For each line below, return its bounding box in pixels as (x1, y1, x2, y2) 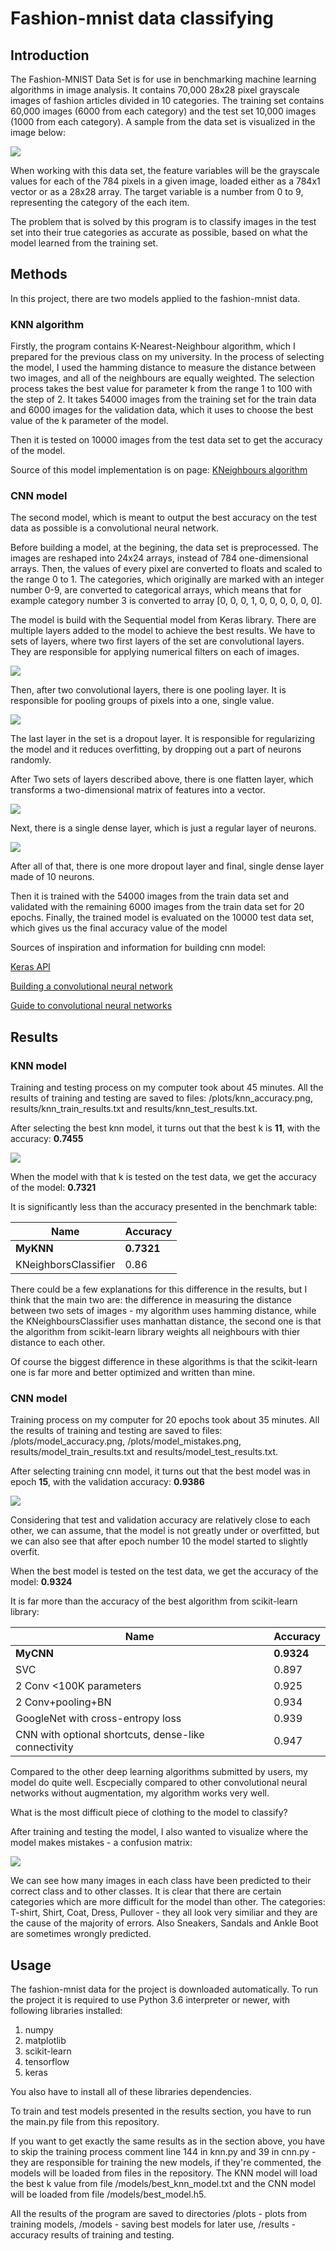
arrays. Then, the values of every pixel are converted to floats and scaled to (10, 563, 323, 575)
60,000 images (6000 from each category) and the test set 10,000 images (10, 105, 317, 117)
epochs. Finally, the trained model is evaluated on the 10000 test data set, (10, 912, 315, 924)
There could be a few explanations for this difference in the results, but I (10, 1283, 308, 1296)
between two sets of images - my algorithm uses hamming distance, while (10, 1305, 317, 1317)
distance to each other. (10, 1337, 106, 1349)
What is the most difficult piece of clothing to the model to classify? (10, 1807, 288, 1819)
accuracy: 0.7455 (10, 1133, 84, 1145)
